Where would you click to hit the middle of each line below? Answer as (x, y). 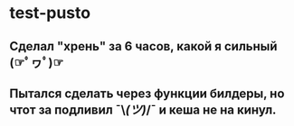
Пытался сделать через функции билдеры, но (147, 93)
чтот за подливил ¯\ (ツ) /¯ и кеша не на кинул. (143, 109)
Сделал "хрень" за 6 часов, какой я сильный (143, 46)
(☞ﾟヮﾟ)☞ (37, 63)
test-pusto (50, 13)
